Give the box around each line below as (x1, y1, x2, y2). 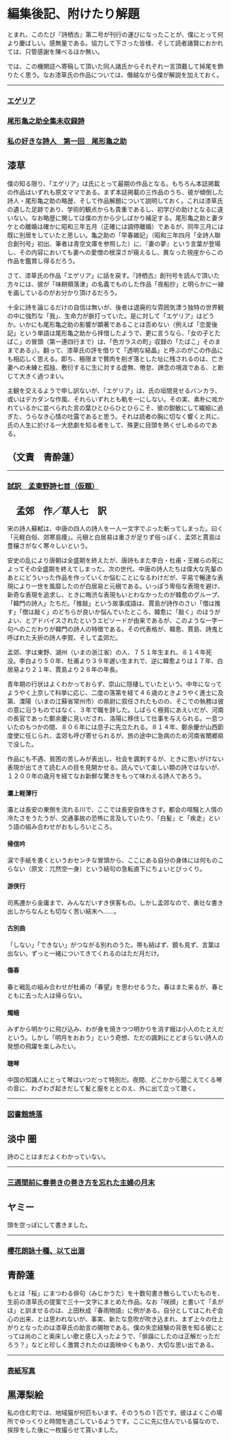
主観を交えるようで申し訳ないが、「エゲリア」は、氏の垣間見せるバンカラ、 (7, 386, 221, 395)
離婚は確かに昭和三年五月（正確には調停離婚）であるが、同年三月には (25, 222, 224, 230)
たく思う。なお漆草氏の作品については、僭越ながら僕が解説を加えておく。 (12, 70, 223, 79)
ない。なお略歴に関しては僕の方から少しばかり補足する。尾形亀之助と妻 (12, 214, 218, 222)
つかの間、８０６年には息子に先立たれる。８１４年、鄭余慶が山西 (30, 723, 218, 731)
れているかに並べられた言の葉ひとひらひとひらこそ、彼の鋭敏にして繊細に (7, 403, 218, 412)
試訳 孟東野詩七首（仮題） (7, 482, 99, 491)
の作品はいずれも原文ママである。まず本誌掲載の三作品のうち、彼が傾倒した (7, 188, 224, 196)
